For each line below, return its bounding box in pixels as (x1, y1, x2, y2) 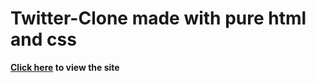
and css (10, 28, 77, 51)
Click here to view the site (10, 61, 120, 73)
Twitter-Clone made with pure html (10, 7, 307, 30)
